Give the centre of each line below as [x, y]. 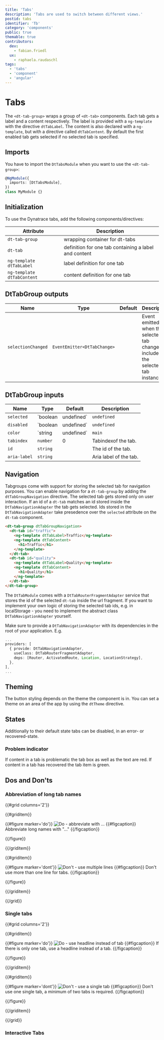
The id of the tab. [112, 449]
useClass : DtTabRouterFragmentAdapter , [54, 653]
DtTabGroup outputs [37, 294]
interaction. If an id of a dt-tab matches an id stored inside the [68, 502]
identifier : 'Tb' [23, 23]
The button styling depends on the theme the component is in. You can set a [82, 699]
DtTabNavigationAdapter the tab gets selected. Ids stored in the [68, 507]
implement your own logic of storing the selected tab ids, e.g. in [69, 605]
